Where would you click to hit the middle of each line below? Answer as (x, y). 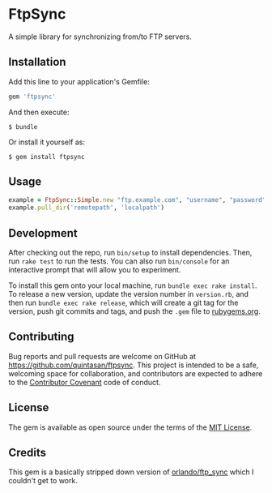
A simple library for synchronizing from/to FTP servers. (100, 36)
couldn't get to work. (43, 481)
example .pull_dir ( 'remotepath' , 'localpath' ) (86, 208)
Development (43, 233)
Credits (28, 453)
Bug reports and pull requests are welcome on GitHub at (102, 356)
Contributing (41, 337)
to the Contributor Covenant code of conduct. (85, 382)
